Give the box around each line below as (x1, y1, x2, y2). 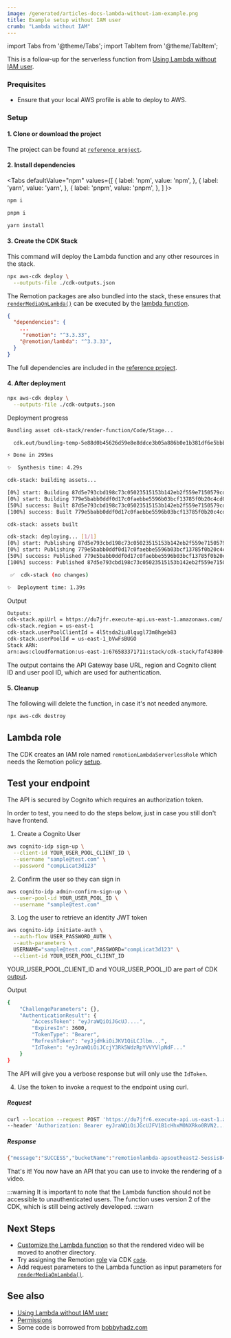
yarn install (7, 222, 45, 229)
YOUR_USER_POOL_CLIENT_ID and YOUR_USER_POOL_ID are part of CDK (7, 964, 218, 973)
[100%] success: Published (7, 559, 85, 566)
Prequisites (7, 80, 46, 90)
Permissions (16, 1316, 53, 1324)
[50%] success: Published (7, 553, 81, 560)
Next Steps (7, 1223, 56, 1234)
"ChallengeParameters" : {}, (19, 1005, 100, 1012)
